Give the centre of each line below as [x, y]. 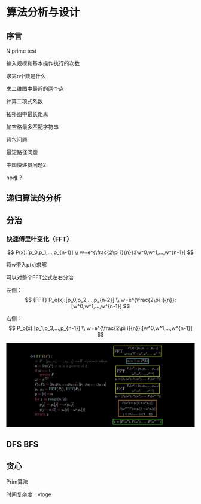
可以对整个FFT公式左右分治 [40, 277]
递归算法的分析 [34, 198]
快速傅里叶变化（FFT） [39, 239]
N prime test [22, 51]
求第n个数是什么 [26, 76]
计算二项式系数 [25, 101]
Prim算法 [17, 481]
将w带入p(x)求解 [26, 265]
